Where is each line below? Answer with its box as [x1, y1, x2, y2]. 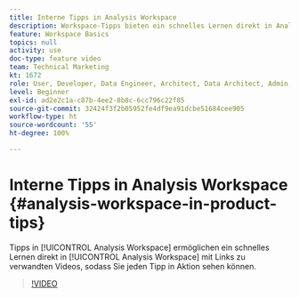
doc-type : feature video [9, 54, 101, 63]
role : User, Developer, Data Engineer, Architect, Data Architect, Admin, [9, 79, 293, 88]
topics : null [9, 37, 58, 47]
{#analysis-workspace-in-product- [9, 194, 278, 214]
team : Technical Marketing [9, 63, 109, 72]
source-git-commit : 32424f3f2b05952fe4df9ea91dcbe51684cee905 [9, 104, 245, 113]
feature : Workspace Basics [9, 29, 109, 38]
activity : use [9, 46, 62, 55]
